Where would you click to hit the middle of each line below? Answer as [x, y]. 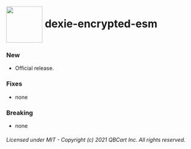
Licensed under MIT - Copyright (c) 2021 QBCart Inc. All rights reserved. [96, 139]
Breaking [20, 113]
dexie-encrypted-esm [101, 24]
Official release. [34, 68]
